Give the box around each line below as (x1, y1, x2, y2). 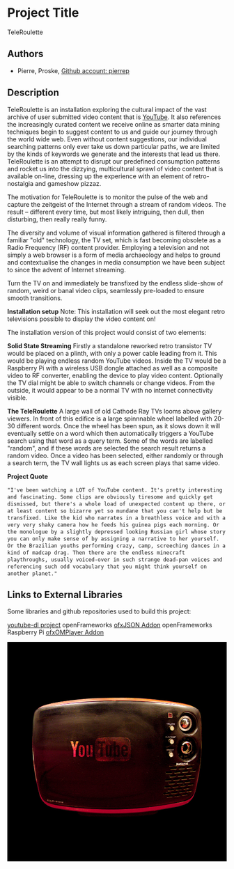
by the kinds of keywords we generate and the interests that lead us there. (7, 150, 221, 158)
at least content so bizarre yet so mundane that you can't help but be (7, 507, 223, 515)
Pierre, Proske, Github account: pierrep (17, 66, 130, 75)
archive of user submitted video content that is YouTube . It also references (7, 113, 221, 121)
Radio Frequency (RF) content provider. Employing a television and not (7, 243, 210, 251)
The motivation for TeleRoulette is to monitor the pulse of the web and (7, 193, 208, 201)
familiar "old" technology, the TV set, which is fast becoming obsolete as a (7, 235, 221, 244)
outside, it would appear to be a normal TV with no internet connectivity (7, 386, 214, 394)
